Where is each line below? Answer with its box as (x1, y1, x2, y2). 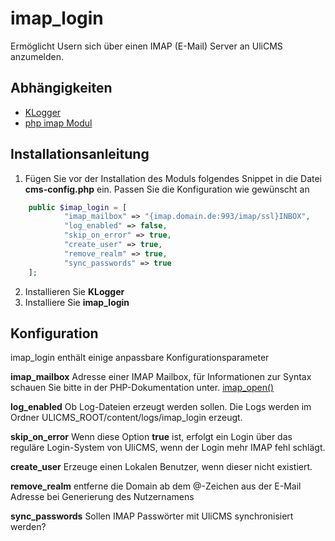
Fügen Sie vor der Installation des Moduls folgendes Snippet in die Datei (24, 172, 322, 184)
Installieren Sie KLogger (24, 285, 125, 297)
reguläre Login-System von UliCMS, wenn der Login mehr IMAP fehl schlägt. (10, 442, 326, 454)
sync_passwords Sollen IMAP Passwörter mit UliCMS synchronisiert (10, 510, 294, 522)
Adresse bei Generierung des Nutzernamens (10, 491, 195, 503)
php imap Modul (24, 117, 93, 129)
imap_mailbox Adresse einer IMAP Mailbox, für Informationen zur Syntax (10, 371, 312, 383)
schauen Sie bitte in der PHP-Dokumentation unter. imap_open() (10, 382, 275, 394)
